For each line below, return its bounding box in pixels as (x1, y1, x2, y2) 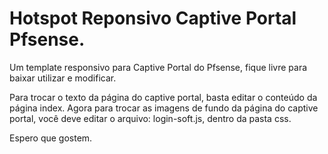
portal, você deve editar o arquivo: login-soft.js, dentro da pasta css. (9, 112, 292, 124)
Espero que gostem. (9, 132, 93, 144)
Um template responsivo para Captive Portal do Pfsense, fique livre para (9, 61, 308, 73)
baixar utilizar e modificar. (9, 72, 117, 84)
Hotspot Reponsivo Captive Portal (9, 7, 297, 30)
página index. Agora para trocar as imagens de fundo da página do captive (9, 102, 319, 114)
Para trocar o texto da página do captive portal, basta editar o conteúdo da (9, 91, 318, 103)
